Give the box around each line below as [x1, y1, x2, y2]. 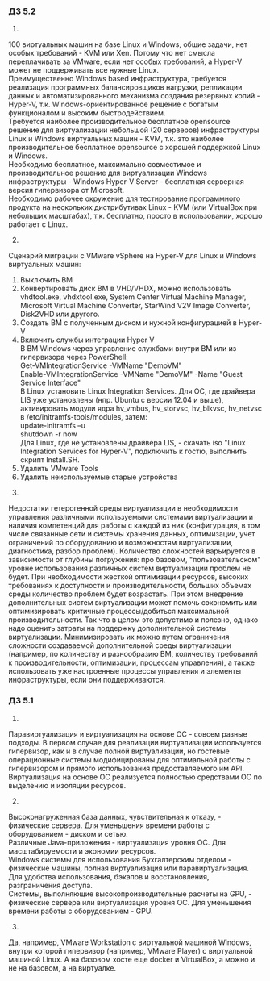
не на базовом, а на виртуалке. [8, 962, 117, 973]
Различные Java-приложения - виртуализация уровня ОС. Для [8, 837, 226, 847]
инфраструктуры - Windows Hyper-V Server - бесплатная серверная [8, 177, 244, 186]
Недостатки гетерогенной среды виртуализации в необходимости [8, 503, 239, 513]
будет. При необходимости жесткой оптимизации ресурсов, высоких [8, 572, 249, 582]
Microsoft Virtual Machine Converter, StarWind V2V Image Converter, [19, 301, 251, 311]
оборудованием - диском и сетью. [8, 829, 128, 838]
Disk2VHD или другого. [19, 309, 100, 319]
